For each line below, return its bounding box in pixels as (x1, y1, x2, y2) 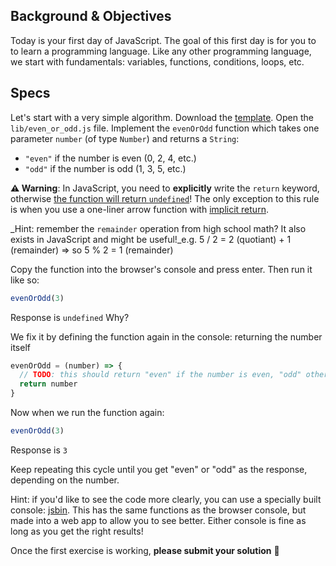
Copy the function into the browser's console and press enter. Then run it (10, 263, 313, 275)
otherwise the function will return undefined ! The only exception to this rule (10, 192, 320, 204)
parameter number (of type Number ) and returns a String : (10, 132, 240, 144)
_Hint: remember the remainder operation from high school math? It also (10, 222, 307, 234)
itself (10, 341, 31, 353)
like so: (10, 274, 40, 286)
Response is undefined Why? (10, 311, 130, 323)
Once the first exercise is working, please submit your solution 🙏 (10, 544, 280, 556)
